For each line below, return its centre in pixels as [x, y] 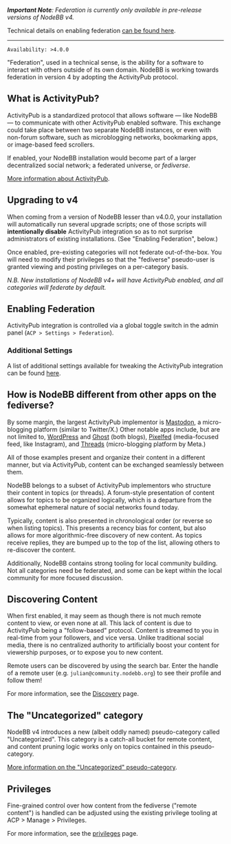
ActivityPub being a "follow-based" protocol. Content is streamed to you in [113, 631]
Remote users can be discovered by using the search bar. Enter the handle [113, 666]
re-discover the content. [42, 549]
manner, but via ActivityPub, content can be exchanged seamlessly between [115, 465]
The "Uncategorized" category [75, 715]
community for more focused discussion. [65, 578]
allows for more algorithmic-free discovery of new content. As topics [105, 535]
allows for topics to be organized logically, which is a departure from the [109, 500]
